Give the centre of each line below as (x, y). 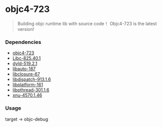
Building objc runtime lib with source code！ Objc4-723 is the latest (87, 23)
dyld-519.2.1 (25, 64)
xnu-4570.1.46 (27, 95)
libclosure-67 (26, 74)
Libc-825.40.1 (26, 58)
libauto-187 (24, 69)
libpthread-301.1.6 (31, 90)
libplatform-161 (28, 85)
